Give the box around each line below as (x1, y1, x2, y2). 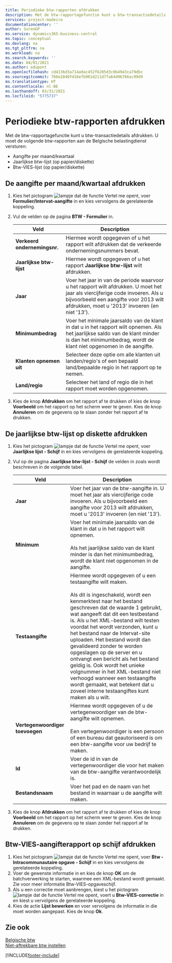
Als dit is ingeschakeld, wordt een (70, 591, 151, 598)
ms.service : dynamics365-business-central (5, 31, 97, 36)
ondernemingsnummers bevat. (66, 247, 140, 254)
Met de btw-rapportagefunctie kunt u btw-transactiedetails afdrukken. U (5, 132, 159, 139)
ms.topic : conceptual (5, 36, 52, 42)
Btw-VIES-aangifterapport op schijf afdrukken (5, 840, 156, 849)
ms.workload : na (5, 50, 40, 55)
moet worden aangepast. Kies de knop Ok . (12, 908, 103, 914)
